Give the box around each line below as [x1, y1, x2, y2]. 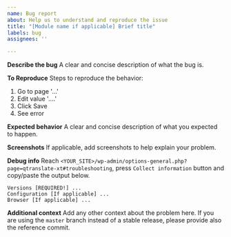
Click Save [17, 102, 48, 110]
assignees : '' [7, 36, 48, 43]
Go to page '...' [17, 87, 59, 96]
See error [17, 110, 45, 118]
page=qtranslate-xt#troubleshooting [7, 165, 112, 172]
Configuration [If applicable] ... [7, 191, 110, 198]
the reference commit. [7, 223, 70, 231]
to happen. [7, 130, 38, 138]
